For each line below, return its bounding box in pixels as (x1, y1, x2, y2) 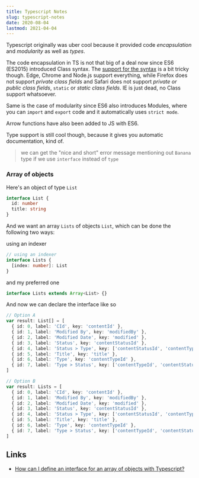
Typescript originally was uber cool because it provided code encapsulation (6, 41, 192, 49)
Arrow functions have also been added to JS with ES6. (6, 120, 139, 127)
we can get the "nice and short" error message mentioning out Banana (20, 149, 191, 156)
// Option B (6, 378, 36, 384)
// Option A (6, 312, 36, 319)
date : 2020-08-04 (6, 20, 49, 25)
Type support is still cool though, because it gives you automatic (6, 131, 163, 139)
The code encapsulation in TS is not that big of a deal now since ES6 (6, 59, 174, 66)
